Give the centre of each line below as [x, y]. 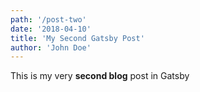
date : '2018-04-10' [51, 29]
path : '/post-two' [48, 19]
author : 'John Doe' [51, 47]
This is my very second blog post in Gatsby [100, 76]
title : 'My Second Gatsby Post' [77, 38]
